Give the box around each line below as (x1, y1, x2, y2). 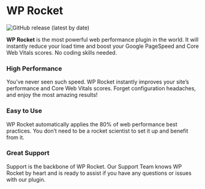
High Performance (6, 64, 62, 72)
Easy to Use (6, 107, 42, 115)
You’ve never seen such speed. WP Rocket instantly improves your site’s (6, 78, 190, 86)
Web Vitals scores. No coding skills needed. (6, 48, 117, 56)
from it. (6, 133, 24, 141)
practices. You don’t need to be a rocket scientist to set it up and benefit (6, 127, 188, 134)
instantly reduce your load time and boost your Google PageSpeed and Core (6, 42, 199, 50)
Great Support (6, 148, 50, 157)
